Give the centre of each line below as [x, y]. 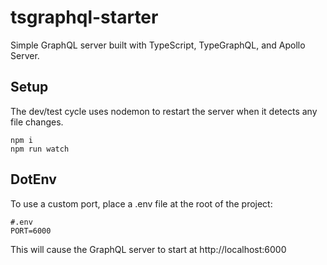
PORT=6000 [31, 231]
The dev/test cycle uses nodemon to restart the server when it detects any [164, 111]
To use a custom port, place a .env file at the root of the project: [141, 203]
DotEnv [33, 179]
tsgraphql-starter [84, 17]
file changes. [37, 122]
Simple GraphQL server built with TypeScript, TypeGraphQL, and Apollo [158, 45]
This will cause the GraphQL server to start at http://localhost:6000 [148, 249]
